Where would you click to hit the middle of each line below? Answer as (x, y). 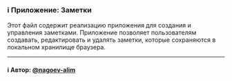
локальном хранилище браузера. (56, 47)
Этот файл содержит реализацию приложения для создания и (99, 25)
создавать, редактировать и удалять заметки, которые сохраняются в (112, 40)
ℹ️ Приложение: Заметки (49, 10)
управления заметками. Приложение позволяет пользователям (102, 33)
